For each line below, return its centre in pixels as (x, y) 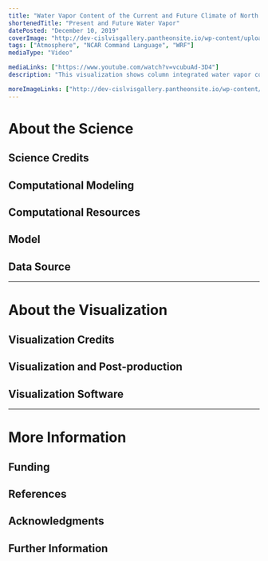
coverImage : (28, 38)
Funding (29, 467)
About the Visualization (88, 310)
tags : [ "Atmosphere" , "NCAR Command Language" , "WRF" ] (101, 46)
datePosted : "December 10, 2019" (64, 30)
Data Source (39, 267)
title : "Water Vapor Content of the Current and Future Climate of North (134, 16)
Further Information (58, 548)
